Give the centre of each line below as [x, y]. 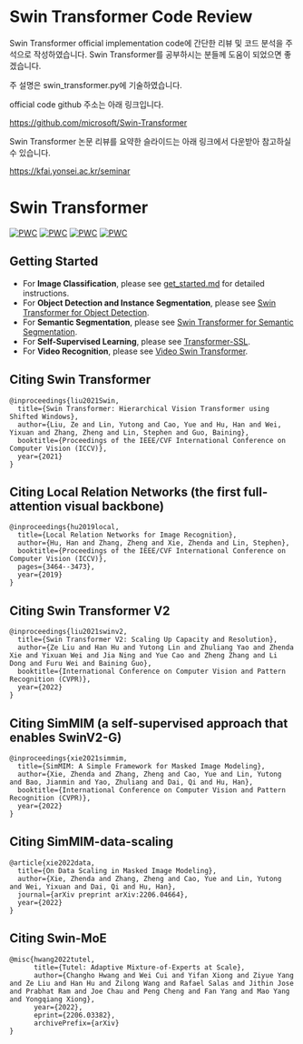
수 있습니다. [30, 153]
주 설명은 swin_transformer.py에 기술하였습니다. [96, 85]
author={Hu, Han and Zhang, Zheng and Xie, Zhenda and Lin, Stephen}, [154, 543]
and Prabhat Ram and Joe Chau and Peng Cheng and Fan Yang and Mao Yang [150, 991]
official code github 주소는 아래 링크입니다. [87, 104]
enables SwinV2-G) [66, 737]
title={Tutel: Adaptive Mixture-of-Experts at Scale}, [139, 967]
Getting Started [54, 261]
